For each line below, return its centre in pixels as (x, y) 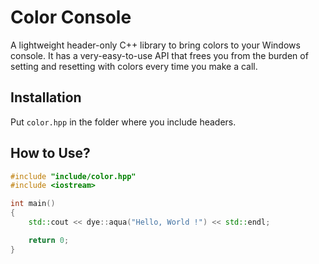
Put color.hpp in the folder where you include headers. (123, 122)
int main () (33, 204)
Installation (46, 97)
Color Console (71, 17)
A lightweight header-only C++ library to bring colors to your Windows (155, 45)
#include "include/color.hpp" (73, 176)
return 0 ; (49, 240)
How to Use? (50, 153)
